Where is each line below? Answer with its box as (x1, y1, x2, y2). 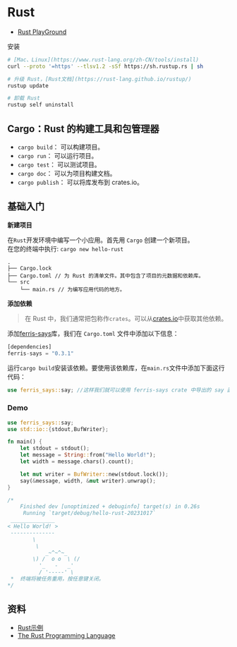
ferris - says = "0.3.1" (7, 350, 74, 357)
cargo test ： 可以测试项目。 (17, 160, 101, 169)
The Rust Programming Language (17, 631, 116, 639)
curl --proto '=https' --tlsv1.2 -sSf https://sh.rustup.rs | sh (7, 63, 203, 70)
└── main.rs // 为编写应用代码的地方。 (20, 286, 126, 293)
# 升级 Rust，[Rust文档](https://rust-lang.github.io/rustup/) (7, 75, 192, 83)
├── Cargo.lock (7, 265, 52, 272)
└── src (7, 278, 30, 286)
